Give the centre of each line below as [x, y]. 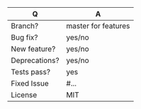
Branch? [25, 26]
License [24, 95]
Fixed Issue [30, 83]
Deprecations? [35, 61]
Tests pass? [31, 72]
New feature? [33, 49]
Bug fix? [24, 37]
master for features [98, 26]
